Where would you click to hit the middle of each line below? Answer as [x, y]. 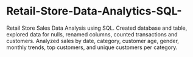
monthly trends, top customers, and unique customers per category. [92, 47]
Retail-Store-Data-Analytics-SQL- [94, 11]
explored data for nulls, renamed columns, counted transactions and [92, 34]
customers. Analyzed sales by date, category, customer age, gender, [93, 41]
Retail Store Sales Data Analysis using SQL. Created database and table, [97, 28]
